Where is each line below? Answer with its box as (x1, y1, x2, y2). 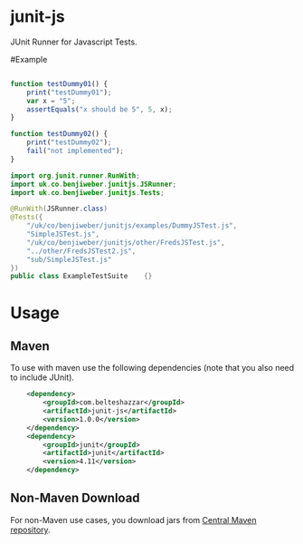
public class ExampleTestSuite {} (10, 272, 153, 281)
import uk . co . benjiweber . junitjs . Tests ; (10, 188, 166, 197)
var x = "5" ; (26, 96, 76, 105)
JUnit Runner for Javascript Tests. (10, 36, 138, 47)
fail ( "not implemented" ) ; (26, 147, 125, 156)
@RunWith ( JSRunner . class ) (10, 204, 108, 214)
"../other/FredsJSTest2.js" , (26, 247, 137, 256)
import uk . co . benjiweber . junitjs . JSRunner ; (10, 180, 177, 189)
